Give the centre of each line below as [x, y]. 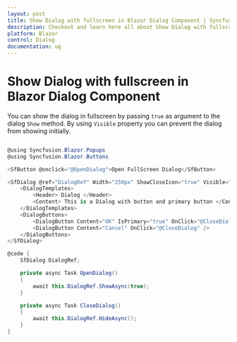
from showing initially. [39, 130]
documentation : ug [34, 47]
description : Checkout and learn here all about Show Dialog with [107, 27]
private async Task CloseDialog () [71, 305]
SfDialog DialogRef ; [50, 261]
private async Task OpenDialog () [69, 273]
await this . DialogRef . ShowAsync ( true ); [91, 286]
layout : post [26, 14]
